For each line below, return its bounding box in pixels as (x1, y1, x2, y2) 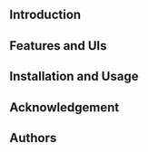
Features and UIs (9, 38, 107, 53)
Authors (9, 130, 57, 146)
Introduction (9, 7, 82, 23)
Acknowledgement (9, 100, 120, 115)
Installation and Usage (9, 69, 139, 84)
